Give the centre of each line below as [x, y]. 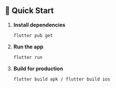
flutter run [28, 57]
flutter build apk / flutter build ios [62, 79]
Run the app [28, 47]
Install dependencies [39, 24]
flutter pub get [33, 36]
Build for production [38, 68]
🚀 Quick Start [29, 11]
